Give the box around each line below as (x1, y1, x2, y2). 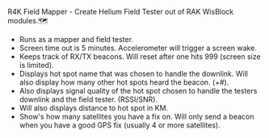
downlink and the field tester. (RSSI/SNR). (19, 94, 158, 104)
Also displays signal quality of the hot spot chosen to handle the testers (19, 86, 258, 95)
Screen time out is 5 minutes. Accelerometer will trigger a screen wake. (19, 44, 258, 52)
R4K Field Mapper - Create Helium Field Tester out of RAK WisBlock (7, 7, 234, 16)
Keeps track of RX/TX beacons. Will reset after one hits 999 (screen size (19, 52, 261, 61)
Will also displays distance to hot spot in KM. (19, 103, 169, 112)
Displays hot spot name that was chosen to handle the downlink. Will (19, 69, 248, 78)
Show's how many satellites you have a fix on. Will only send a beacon (19, 112, 254, 121)
